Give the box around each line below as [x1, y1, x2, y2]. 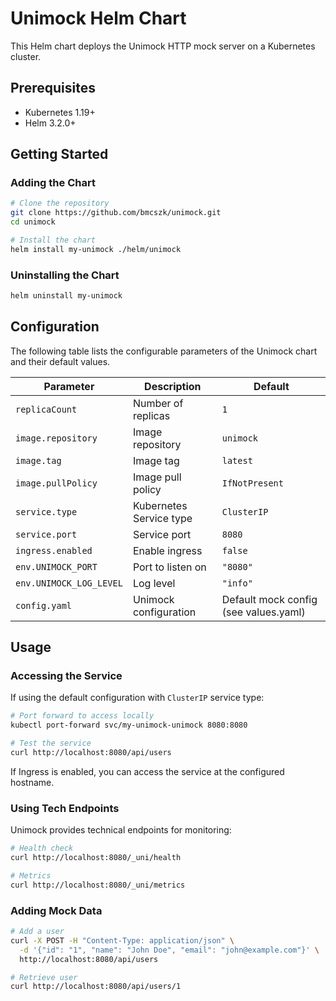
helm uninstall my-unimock [10, 291, 123, 301]
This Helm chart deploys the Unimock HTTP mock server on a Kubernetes [10, 40, 316, 52]
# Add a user [10, 927, 65, 937]
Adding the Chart [10, 176, 96, 190]
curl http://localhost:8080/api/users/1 [10, 982, 182, 992]
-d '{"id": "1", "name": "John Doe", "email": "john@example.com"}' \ [19, 945, 320, 955]
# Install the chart [10, 235, 97, 246]
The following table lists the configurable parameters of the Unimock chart [10, 345, 318, 357]
